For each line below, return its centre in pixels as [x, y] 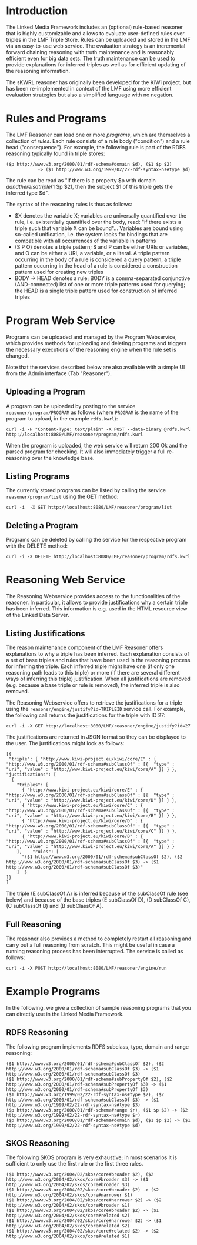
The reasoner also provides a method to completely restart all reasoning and [99, 939]
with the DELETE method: [37, 546]
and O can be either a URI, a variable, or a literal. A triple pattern [92, 253]
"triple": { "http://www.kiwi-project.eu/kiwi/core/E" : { [83, 759]
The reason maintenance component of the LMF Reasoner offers [85, 647]
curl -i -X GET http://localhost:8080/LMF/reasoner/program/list [89, 508]
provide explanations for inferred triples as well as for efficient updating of [96, 64]
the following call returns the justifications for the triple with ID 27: [86, 715]
